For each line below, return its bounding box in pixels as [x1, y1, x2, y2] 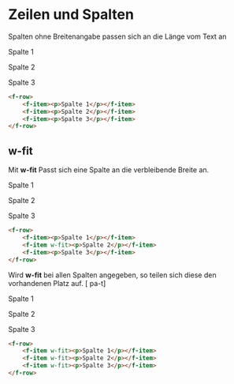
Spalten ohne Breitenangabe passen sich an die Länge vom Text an [8, 32, 227, 41]
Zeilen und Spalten [8, 6, 134, 24]
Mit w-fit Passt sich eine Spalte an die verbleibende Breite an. [8, 165, 210, 175]
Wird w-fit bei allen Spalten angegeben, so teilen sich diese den [8, 270, 217, 280]
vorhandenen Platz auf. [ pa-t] [8, 278, 106, 288]
